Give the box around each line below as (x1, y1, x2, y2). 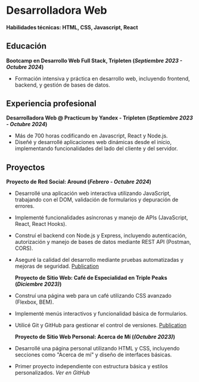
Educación (6, 41, 46, 51)
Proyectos (6, 162, 45, 172)
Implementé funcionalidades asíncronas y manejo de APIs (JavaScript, (14, 214, 188, 221)
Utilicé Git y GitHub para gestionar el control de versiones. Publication (14, 322, 186, 329)
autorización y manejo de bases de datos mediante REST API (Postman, (14, 239, 192, 246)
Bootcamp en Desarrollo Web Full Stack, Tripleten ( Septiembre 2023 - (6, 57, 183, 64)
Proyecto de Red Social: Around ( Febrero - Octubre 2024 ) (6, 178, 152, 185)
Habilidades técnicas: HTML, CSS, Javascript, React (6, 23, 138, 30)
